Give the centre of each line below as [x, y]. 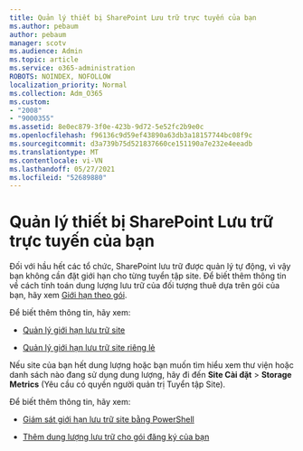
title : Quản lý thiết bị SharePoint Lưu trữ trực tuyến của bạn [133, 18]
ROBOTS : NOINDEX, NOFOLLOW [60, 77]
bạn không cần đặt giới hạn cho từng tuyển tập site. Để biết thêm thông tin [148, 276]
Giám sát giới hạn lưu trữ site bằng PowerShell [108, 419]
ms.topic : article [44, 60]
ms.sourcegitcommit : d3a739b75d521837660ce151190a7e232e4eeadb [131, 144]
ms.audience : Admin [46, 52]
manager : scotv [38, 43]
